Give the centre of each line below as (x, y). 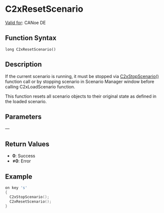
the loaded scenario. (26, 101)
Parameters (23, 117)
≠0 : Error (21, 161)
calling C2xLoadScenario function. (40, 86)
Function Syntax (31, 38)
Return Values (27, 144)
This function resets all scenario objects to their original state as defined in (81, 96)
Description (23, 65)
